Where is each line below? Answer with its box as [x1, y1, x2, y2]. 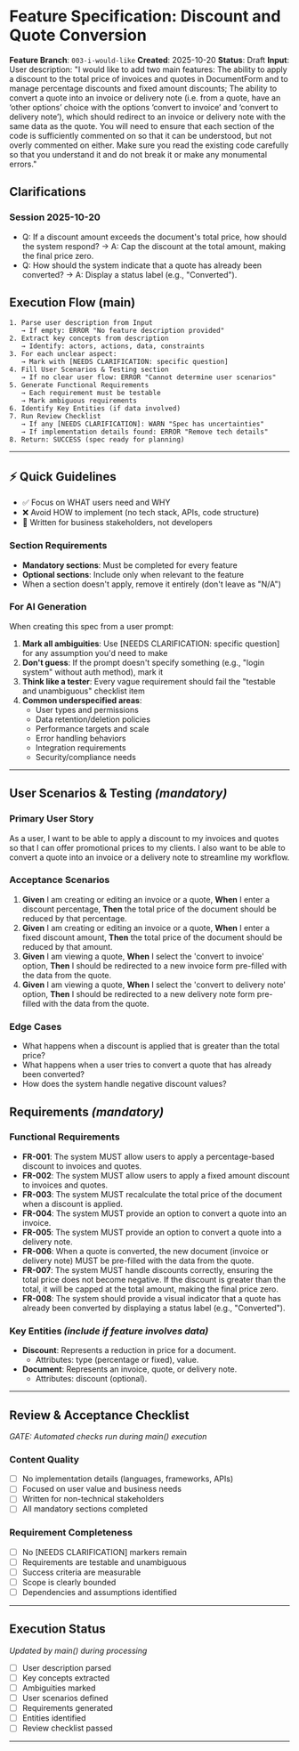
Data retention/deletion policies [35, 714, 151, 725]
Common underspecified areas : [21, 694, 142, 705]
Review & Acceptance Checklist [9, 1407, 190, 1423]
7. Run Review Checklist [9, 412, 101, 421]
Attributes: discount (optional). [35, 1374, 148, 1384]
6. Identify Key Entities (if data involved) [9, 404, 181, 413]
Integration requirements [35, 742, 126, 753]
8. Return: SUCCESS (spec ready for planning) [9, 435, 185, 444]
